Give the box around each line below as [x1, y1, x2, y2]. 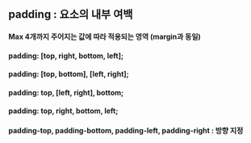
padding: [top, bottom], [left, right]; [8, 69, 129, 79]
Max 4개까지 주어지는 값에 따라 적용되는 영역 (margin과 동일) [8, 32, 202, 41]
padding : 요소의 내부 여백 [8, 7, 133, 22]
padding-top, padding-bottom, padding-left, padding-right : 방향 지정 [8, 125, 244, 135]
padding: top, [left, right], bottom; [8, 87, 124, 97]
